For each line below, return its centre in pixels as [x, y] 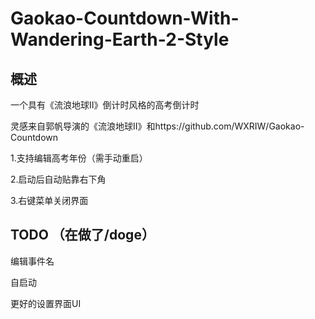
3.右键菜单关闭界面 [49, 200]
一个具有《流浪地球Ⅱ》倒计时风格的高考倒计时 [105, 105]
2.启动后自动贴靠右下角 [58, 179]
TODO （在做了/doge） [82, 235]
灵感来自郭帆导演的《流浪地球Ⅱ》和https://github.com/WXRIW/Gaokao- [157, 126]
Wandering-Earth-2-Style [120, 39]
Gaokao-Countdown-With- [125, 18]
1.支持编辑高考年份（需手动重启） [79, 158]
